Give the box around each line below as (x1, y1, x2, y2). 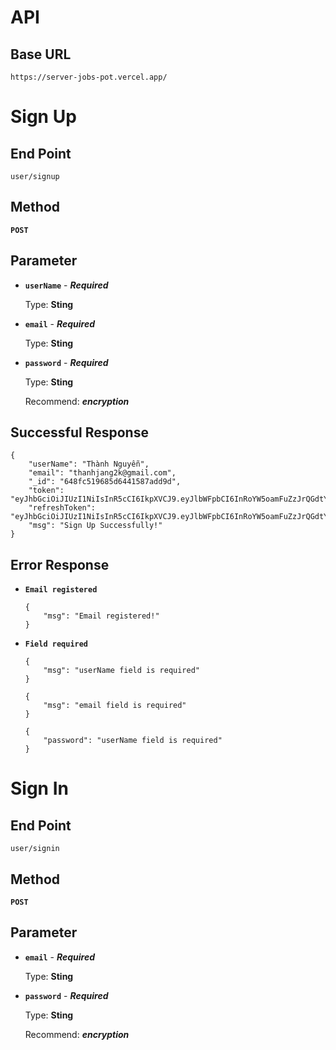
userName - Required (24, 279, 109, 291)
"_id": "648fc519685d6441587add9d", (28, 477, 182, 487)
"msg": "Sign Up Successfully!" (28, 521, 163, 531)
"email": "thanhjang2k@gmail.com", (28, 468, 177, 478)
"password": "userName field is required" (43, 736, 223, 746)
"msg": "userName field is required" (43, 666, 200, 676)
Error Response (10, 556, 110, 573)
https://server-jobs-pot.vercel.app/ (10, 72, 168, 82)
